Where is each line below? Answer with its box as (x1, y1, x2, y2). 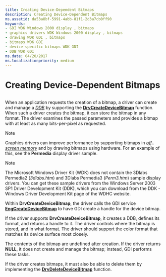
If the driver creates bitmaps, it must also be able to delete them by (5, 261, 142, 267)
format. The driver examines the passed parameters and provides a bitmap (5, 115, 158, 121)
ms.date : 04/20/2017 (5, 53, 48, 59)
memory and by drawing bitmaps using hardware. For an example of (20, 145, 160, 151)
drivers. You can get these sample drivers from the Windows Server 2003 (5, 180, 156, 186)
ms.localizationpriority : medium (5, 58, 74, 63)
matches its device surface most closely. (5, 231, 89, 237)
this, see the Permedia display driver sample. (5, 150, 98, 156)
